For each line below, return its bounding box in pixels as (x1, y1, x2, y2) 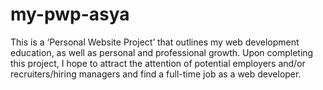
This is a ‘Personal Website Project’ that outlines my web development (10, 36, 300, 48)
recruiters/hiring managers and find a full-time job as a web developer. (10, 68, 302, 80)
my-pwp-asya (10, 3, 130, 26)
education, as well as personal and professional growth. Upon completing (10, 46, 314, 58)
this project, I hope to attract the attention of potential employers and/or (10, 57, 306, 69)
